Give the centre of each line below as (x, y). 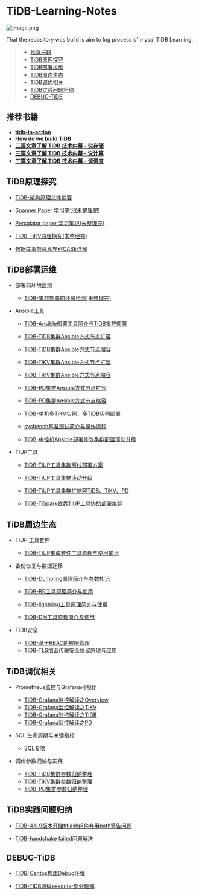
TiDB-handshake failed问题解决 (54, 838)
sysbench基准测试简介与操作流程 (65, 427)
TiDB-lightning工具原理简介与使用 (66, 604)
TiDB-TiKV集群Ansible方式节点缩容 (68, 375)
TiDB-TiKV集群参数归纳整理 (58, 781)
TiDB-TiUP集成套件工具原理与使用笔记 (71, 553)
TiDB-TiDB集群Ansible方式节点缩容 (68, 349)
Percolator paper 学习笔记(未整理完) (60, 223)
